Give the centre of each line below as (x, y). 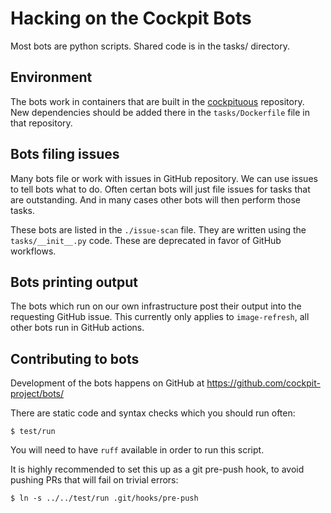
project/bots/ (37, 394)
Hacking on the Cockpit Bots (131, 18)
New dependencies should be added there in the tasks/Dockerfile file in (160, 112)
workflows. (33, 251)
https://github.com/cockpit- (263, 383)
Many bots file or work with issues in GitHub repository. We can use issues (164, 178)
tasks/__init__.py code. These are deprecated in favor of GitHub (146, 240)
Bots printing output (74, 282)
